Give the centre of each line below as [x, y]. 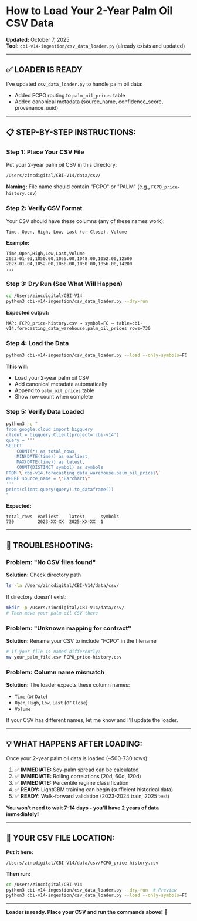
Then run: [18, 873]
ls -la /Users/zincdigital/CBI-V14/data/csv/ [62, 586]
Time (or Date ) [31, 696]
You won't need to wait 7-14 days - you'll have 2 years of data [83, 808]
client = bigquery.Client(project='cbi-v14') [62, 435]
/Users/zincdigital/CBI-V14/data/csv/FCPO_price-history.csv [82, 863]
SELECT [14, 446]
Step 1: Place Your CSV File [45, 152]
